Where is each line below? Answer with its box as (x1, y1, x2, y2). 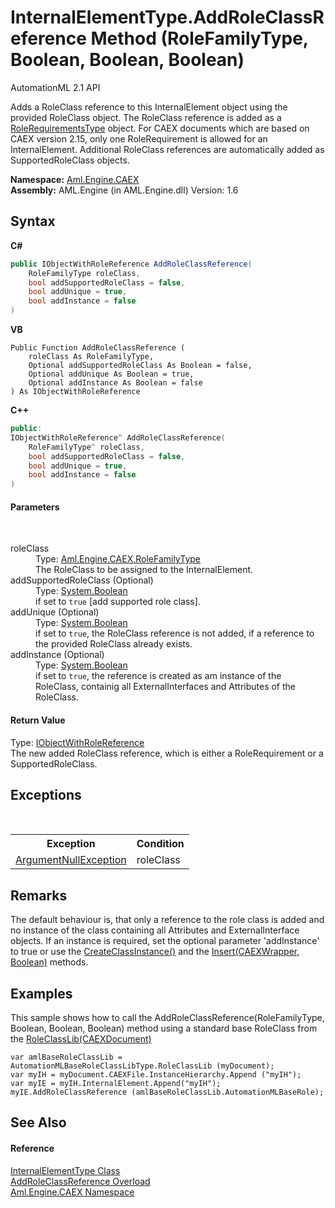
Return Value (10, 714, 66, 726)
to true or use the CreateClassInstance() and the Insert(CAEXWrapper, (10, 946, 300, 958)
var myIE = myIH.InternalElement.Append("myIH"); (10, 1078, 222, 1088)
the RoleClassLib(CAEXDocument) (10, 1032, 152, 1045)
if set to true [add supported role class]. (35, 596, 201, 608)
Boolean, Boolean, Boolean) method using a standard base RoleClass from (10, 1022, 318, 1034)
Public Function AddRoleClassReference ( (10, 343, 186, 353)
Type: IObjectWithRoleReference (10, 736, 145, 748)
